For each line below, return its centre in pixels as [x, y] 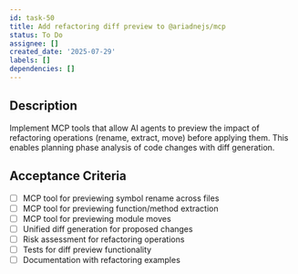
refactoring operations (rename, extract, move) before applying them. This [149, 137]
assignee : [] [34, 43]
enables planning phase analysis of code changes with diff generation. [142, 147]
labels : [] [30, 60]
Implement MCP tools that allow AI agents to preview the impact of [134, 128]
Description [43, 106]
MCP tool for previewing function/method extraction [120, 208]
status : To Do [36, 35]
